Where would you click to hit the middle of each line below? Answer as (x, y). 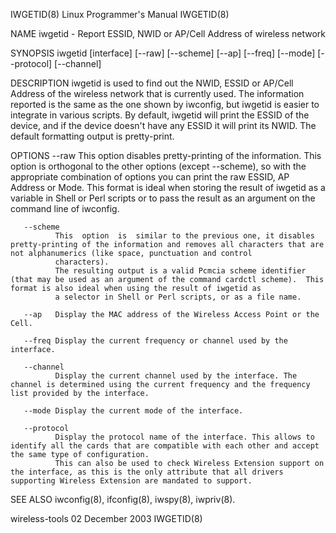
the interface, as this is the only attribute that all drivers (147, 472)
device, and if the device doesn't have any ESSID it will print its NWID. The (163, 125)
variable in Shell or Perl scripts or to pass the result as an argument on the (163, 198)
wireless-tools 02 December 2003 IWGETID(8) (106, 518)
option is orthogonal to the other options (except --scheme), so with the (158, 166)
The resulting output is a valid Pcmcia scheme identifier (180, 271)
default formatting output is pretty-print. (92, 136)
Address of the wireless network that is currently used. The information (157, 93)
